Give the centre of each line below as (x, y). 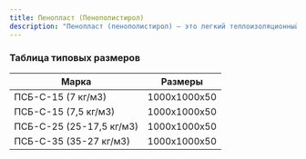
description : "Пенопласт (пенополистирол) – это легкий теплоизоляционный (154, 26)
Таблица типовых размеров (75, 58)
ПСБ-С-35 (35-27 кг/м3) (72, 141)
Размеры (182, 81)
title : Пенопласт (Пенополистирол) (77, 18)
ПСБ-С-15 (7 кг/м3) (61, 96)
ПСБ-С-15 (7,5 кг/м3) (65, 112)
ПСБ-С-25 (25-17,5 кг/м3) (76, 126)
